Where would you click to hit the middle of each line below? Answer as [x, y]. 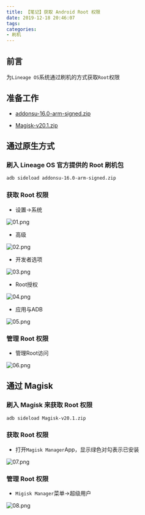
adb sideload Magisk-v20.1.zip [46, 418]
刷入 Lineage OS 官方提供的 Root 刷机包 [65, 165]
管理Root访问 [32, 353]
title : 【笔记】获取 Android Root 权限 [54, 12]
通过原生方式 [31, 146]
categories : [21, 29]
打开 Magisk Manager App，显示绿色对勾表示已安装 [77, 449]
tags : [13, 23]
